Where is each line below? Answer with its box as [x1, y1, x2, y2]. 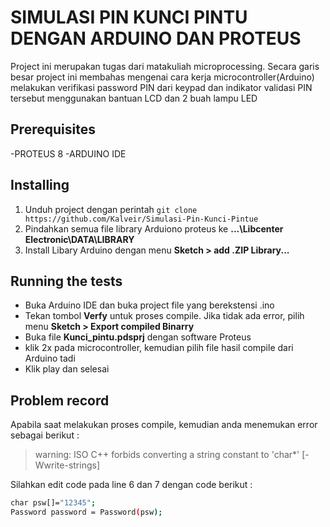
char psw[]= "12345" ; [10, 498, 97, 508]
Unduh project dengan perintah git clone [24, 203, 198, 215]
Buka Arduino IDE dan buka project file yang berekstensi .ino [24, 299, 275, 311]
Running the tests [10, 272, 123, 290]
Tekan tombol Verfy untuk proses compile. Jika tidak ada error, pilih [24, 310, 305, 322]
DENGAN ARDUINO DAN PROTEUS [10, 27, 302, 50]
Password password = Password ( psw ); [10, 507, 163, 518]
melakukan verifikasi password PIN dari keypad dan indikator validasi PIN [10, 81, 313, 93]
